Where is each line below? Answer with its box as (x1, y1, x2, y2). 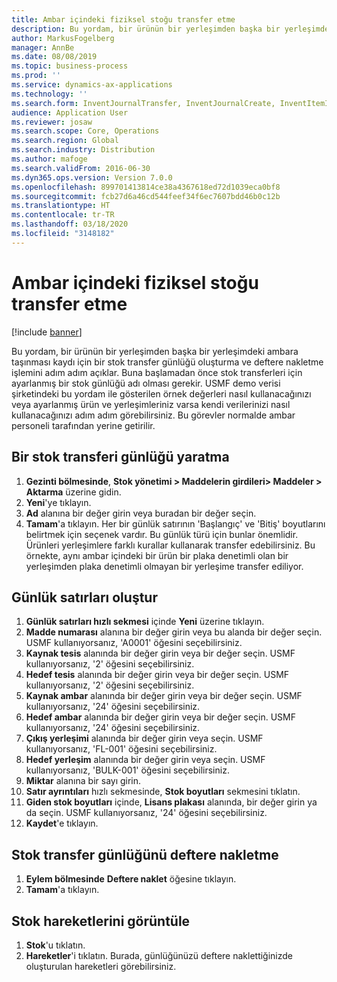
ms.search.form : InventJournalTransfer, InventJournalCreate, (11, 98, 276, 108)
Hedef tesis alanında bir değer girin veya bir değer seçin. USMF (25, 669, 290, 681)
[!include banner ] (11, 326, 83, 338)
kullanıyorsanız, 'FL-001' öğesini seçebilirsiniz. (25, 743, 218, 755)
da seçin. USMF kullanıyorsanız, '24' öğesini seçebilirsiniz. (25, 807, 268, 819)
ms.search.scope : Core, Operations (11, 126, 160, 136)
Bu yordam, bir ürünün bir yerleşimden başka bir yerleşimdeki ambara (11, 345, 299, 357)
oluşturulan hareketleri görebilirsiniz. (25, 960, 177, 972)
